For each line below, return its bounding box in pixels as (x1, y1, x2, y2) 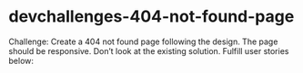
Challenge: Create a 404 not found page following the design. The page (8, 36, 278, 47)
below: (8, 55, 34, 66)
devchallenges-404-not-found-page (8, 6, 295, 27)
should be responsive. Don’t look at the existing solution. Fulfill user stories (8, 45, 289, 56)
